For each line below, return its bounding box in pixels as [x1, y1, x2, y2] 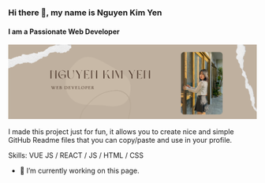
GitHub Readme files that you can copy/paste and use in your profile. [8, 136, 233, 145]
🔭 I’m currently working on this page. [19, 166, 140, 176]
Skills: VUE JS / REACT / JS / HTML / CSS [8, 151, 144, 160]
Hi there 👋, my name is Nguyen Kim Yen [8, 7, 162, 18]
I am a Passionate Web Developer [8, 27, 120, 36]
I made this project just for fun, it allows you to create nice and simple [8, 127, 234, 136]
